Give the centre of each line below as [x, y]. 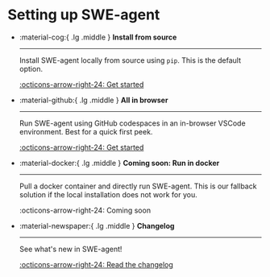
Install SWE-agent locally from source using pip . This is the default [130, 60]
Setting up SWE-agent [84, 15]
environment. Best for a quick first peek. [86, 131]
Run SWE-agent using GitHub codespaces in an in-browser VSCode [133, 123]
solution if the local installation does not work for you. [108, 194]
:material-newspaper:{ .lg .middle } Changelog [97, 225]
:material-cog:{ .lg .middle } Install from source [98, 37]
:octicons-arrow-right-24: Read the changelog [96, 264]
